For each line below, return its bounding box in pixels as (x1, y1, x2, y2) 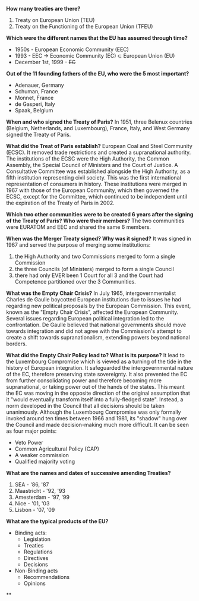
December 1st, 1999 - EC (14, 59, 76, 65)
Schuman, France (14, 88, 58, 95)
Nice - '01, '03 (14, 500, 50, 507)
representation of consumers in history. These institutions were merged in (6, 181, 187, 187)
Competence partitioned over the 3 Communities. (14, 278, 137, 285)
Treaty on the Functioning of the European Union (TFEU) (14, 23, 153, 30)
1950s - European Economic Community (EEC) (14, 46, 129, 53)
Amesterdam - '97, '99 (14, 493, 70, 501)
